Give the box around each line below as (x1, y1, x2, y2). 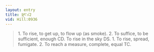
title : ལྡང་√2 (5, 12, 32, 17)
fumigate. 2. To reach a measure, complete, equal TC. (17, 41, 131, 47)
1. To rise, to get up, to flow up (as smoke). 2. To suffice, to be (17, 31, 148, 37)
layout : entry (5, 7, 36, 13)
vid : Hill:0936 (5, 17, 38, 22)
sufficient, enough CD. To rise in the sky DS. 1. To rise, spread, (17, 36, 149, 42)
